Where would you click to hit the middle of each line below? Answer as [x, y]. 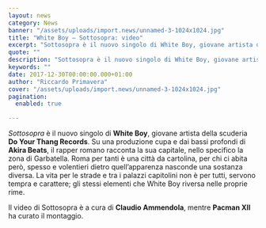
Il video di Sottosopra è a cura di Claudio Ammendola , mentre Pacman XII [129, 207]
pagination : [28, 97]
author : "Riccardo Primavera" [58, 82]
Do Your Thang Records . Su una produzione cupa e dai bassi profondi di [127, 142]
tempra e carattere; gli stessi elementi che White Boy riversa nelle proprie [128, 184]
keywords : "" [30, 67]
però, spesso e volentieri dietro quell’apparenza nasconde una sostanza [125, 167]
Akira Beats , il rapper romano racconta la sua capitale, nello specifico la [126, 150]
